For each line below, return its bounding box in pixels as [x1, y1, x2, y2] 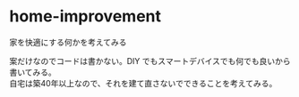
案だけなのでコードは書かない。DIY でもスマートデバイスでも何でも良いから [9, 55, 291, 66]
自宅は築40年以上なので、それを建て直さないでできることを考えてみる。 [9, 77, 278, 88]
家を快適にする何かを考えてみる [9, 36, 127, 47]
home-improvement [9, 6, 161, 27]
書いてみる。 [9, 67, 56, 77]
